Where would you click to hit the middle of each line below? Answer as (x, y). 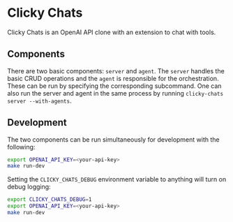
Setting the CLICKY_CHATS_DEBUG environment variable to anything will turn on (117, 179)
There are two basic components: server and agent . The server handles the (116, 71)
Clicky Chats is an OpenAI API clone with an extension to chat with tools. (112, 32)
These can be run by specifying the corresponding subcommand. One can (114, 86)
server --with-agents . (39, 101)
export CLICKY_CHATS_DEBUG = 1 (50, 200)
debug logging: (29, 187)
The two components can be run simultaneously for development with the (113, 139)
